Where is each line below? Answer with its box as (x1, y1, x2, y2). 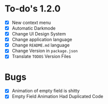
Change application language (11, 36, 73, 42)
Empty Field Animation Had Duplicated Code (11, 93, 104, 99)
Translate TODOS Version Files (11, 53, 71, 59)
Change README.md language (11, 42, 70, 48)
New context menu (11, 19, 51, 25)
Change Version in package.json (11, 48, 78, 54)
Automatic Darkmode (11, 25, 56, 31)
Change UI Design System (11, 31, 66, 37)
